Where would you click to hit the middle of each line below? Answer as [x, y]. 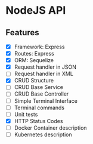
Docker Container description [50, 128]
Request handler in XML [44, 74]
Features [22, 33]
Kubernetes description [43, 134]
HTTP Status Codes [38, 121]
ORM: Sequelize [34, 60]
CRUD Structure [34, 81]
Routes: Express [34, 54]
